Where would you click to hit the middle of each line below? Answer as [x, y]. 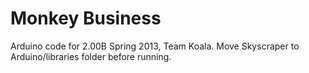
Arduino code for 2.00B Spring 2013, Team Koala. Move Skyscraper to [155, 46]
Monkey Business [86, 18]
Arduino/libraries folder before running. [91, 56]
